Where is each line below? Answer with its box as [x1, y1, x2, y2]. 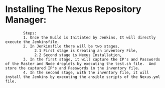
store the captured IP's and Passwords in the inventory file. [5, 65, 140, 70]
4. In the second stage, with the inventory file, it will [23, 70, 149, 75]
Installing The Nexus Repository [5, 3, 141, 15]
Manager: [5, 14, 47, 25]
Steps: [23, 30, 37, 35]
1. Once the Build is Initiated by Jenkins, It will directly [23, 35, 156, 40]
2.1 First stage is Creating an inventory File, [34, 48, 138, 53]
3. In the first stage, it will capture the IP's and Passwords [23, 56, 160, 62]
